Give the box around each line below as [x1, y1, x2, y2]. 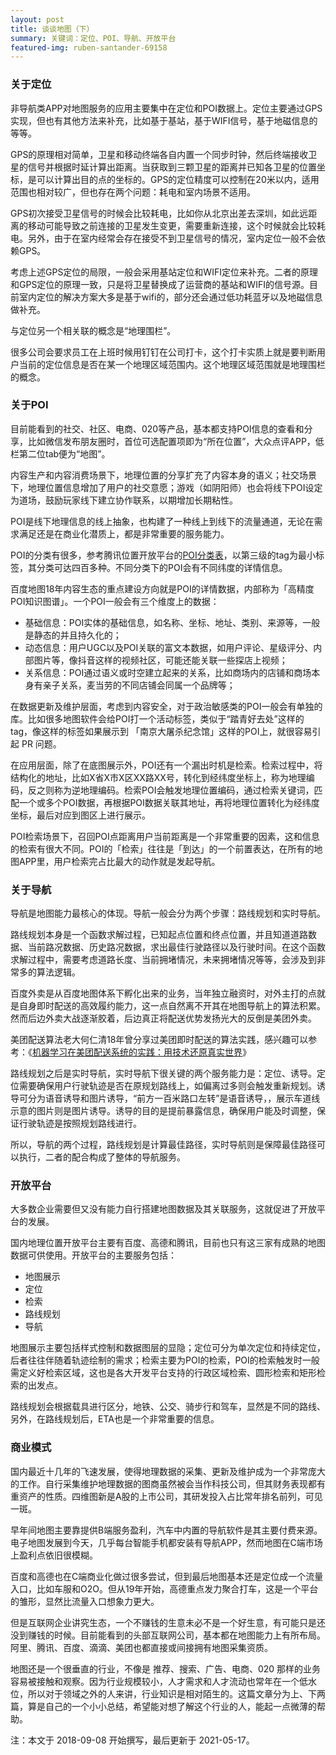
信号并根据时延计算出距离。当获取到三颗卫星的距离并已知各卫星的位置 [27, 161, 317, 173]
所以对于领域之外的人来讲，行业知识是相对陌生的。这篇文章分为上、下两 [27, 1687, 326, 1700]
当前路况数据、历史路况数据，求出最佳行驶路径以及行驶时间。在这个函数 [27, 941, 326, 953]
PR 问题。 [21, 737, 62, 750]
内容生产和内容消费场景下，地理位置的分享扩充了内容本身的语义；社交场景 [10, 469, 317, 481]
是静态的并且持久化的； [24, 629, 122, 641]
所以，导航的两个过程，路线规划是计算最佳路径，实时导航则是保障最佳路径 [10, 1139, 317, 1151]
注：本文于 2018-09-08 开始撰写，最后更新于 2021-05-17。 [10, 1734, 255, 1746]
